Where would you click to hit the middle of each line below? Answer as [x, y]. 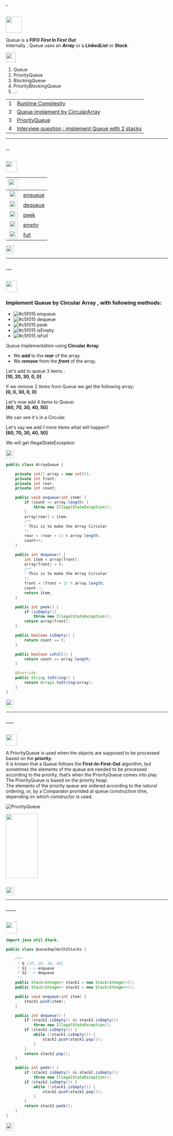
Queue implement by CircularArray [59, 112]
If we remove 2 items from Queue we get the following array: [70, 386]
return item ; [38, 593]
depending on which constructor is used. [49, 797]
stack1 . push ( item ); [45, 1001]
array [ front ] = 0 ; [44, 564]
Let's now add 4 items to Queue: [40, 402]
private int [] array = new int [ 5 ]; [53, 474]
